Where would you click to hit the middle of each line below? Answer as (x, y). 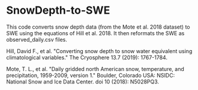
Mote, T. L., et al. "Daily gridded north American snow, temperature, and (95, 69)
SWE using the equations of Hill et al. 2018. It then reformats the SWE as (95, 33)
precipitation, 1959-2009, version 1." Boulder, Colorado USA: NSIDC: (91, 75)
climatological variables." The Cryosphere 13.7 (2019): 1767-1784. (87, 57)
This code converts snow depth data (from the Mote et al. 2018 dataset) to (98, 27)
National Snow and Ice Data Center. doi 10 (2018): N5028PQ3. (83, 82)
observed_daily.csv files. (37, 39)
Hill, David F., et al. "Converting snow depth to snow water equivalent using (99, 51)
